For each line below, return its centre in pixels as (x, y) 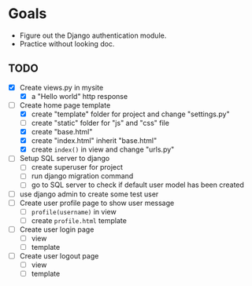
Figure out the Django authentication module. (93, 35)
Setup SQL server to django (65, 159)
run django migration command (82, 176)
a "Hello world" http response (80, 96)
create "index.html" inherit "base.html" (94, 141)
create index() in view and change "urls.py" (103, 149)
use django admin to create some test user (89, 194)
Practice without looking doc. (67, 43)
